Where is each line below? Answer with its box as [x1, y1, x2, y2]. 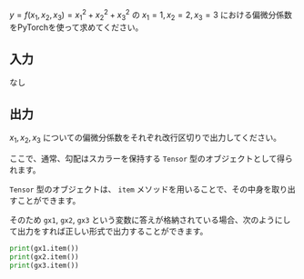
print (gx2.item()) [9, 252, 79, 262]
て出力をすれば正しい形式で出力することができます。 [9, 225, 208, 236]
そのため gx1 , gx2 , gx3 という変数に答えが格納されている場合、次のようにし [9, 214, 291, 225]
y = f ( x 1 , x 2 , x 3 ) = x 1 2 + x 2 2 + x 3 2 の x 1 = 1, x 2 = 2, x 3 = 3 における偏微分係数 [9, 8, 293, 22]
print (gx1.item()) [9, 244, 79, 253]
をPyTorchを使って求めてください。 [9, 22, 144, 33]
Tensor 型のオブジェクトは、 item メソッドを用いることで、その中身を [9, 184, 272, 194]
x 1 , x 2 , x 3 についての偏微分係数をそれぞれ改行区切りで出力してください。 [9, 132, 282, 144]
